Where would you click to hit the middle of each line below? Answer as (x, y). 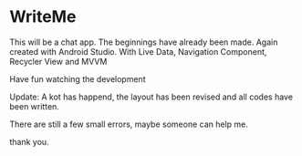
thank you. (29, 141)
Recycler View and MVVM (58, 61)
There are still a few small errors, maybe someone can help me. (129, 124)
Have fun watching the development (78, 78)
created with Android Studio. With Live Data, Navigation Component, (138, 51)
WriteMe (43, 17)
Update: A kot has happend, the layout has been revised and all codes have (151, 97)
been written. (34, 106)
